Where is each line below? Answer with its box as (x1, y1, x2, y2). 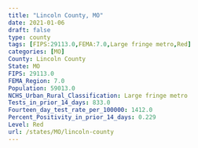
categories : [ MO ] (8, 48, 65, 56)
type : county (8, 33, 51, 42)
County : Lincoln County (8, 56, 86, 63)
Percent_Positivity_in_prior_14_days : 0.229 (8, 114, 156, 121)
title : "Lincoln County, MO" (8, 11, 104, 20)
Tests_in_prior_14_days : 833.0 (8, 99, 111, 106)
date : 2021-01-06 (8, 19, 65, 27)
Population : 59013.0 (8, 84, 76, 92)
